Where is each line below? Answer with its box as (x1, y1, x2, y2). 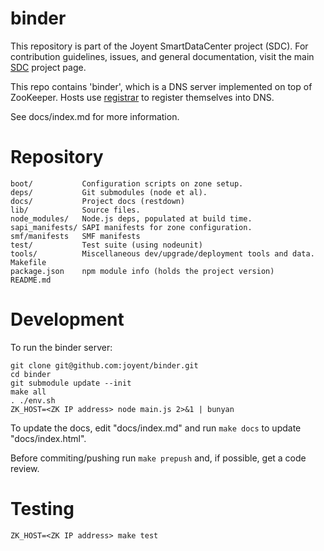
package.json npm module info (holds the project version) (10, 266, 275, 276)
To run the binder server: (10, 341, 113, 353)
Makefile (10, 257, 47, 267)
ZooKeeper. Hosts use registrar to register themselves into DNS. (10, 91, 275, 103)
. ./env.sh (10, 395, 56, 406)
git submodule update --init (10, 378, 132, 388)
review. (10, 462, 40, 474)
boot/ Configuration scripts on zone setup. (10, 178, 244, 189)
